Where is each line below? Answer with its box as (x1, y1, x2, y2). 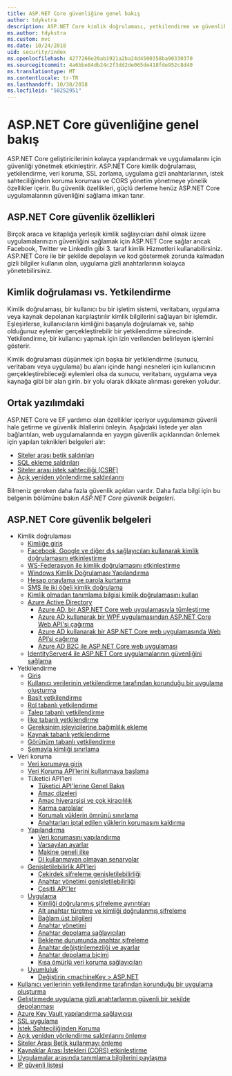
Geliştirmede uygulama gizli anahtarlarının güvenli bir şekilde (17, 995, 191, 1003)
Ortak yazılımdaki (7, 397, 85, 409)
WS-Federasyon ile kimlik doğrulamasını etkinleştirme (27, 562, 181, 570)
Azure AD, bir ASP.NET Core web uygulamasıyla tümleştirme (37, 606, 211, 614)
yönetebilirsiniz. (7, 266, 52, 275)
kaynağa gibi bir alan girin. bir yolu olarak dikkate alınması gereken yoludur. (7, 377, 221, 385)
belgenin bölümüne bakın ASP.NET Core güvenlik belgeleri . (7, 494, 176, 502)
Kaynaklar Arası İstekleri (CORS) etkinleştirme (17, 1046, 148, 1055)
